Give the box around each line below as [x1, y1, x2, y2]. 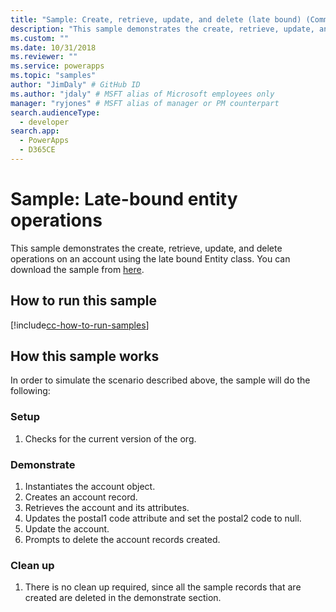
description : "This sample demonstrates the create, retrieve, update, [10, 24, 315, 34]
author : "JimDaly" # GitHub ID [10, 80, 141, 90]
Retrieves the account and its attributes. [24, 502, 190, 514]
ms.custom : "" [10, 33, 70, 43]
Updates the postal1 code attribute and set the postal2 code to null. [24, 512, 302, 525]
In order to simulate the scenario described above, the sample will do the [10, 374, 311, 386]
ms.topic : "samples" [10, 71, 97, 81]
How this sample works [10, 348, 160, 365]
